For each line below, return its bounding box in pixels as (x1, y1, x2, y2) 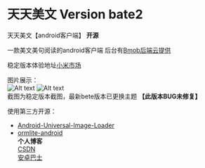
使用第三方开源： (7, 107, 57, 115)
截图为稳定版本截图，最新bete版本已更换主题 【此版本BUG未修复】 (7, 92, 201, 101)
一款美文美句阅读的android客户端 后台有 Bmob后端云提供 (7, 46, 171, 54)
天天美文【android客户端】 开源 (7, 31, 100, 39)
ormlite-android (17, 128, 63, 137)
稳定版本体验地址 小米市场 (7, 60, 81, 69)
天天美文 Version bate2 (7, 6, 143, 22)
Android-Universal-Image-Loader (17, 121, 114, 129)
